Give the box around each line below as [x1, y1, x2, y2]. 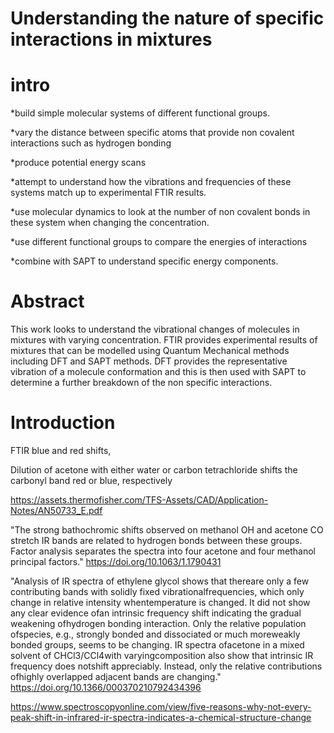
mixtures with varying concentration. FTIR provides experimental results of [10, 334, 318, 346]
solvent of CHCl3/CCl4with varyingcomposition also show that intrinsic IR [10, 650, 314, 661]
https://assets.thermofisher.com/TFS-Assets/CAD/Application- [10, 494, 269, 506]
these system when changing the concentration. [10, 217, 210, 229]
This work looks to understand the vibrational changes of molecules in [10, 323, 300, 336]
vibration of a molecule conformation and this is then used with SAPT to [10, 366, 307, 378]
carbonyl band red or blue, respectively [10, 475, 173, 486]
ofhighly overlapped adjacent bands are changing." [10, 671, 222, 682]
